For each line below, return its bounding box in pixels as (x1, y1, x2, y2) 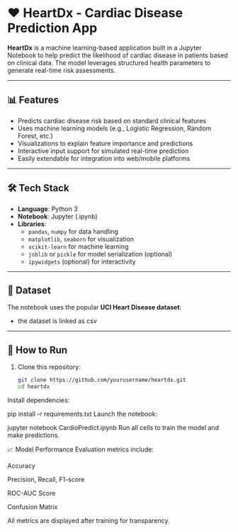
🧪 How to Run (7, 344, 68, 356)
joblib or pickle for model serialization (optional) (28, 249, 173, 258)
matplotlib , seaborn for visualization (28, 234, 135, 243)
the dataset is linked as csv (17, 317, 98, 325)
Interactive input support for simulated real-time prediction (17, 147, 189, 155)
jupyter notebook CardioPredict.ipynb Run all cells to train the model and (7, 423, 220, 431)
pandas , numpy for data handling (28, 227, 119, 235)
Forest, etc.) (17, 131, 53, 140)
